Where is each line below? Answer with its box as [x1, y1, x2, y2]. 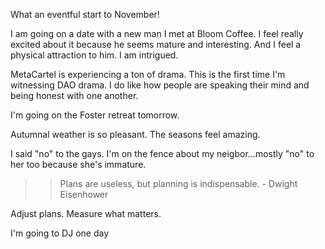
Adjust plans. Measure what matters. [10, 208, 162, 219]
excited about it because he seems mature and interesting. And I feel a [10, 39, 302, 50]
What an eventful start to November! [10, 9, 160, 20]
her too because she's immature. [10, 159, 147, 170]
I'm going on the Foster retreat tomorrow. [10, 109, 180, 121]
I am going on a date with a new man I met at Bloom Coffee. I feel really [10, 28, 304, 39]
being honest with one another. [10, 90, 139, 101]
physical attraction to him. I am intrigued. [10, 49, 179, 61]
